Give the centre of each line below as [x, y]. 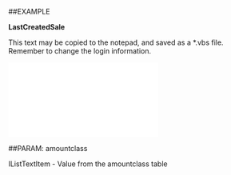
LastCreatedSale [37, 27]
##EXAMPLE [29, 12]
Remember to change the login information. [80, 51]
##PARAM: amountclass [48, 148]
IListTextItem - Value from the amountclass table [88, 164]
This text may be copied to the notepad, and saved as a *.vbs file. [116, 42]
